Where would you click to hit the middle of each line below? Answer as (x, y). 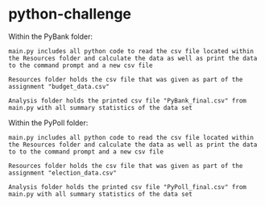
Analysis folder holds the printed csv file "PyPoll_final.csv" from (128, 187)
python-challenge (70, 14)
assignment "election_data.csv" (62, 173)
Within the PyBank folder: (50, 36)
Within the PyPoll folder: (48, 123)
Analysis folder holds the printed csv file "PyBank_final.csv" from (128, 101)
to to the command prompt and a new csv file (86, 151)
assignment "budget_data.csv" (59, 86)
